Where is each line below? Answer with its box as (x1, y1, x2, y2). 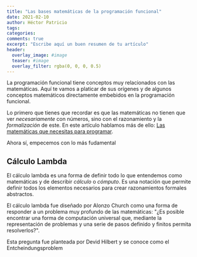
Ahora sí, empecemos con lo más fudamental (6, 139, 116, 147)
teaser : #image (12, 58, 49, 63)
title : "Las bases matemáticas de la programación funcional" (6, 8, 162, 15)
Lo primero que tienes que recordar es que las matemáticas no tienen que (6, 109, 186, 116)
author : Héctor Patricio (6, 19, 67, 25)
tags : (6, 25, 20, 31)
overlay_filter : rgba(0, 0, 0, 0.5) (12, 63, 101, 69)
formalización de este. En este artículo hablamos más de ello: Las (6, 121, 165, 129)
